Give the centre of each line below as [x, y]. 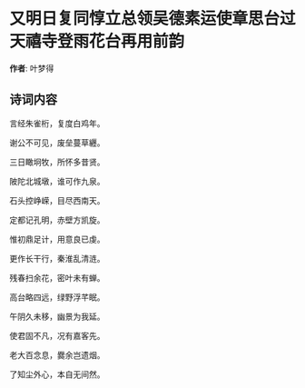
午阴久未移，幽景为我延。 [57, 316]
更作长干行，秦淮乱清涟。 [57, 258]
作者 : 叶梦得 [32, 68]
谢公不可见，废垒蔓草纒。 [57, 143]
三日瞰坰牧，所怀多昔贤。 [57, 162]
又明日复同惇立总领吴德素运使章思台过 [153, 19]
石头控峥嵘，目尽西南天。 [57, 200]
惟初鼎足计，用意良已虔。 [57, 239]
